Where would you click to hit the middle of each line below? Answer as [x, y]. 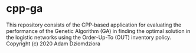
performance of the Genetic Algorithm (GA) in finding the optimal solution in [98, 31]
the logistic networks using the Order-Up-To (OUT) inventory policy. [89, 37]
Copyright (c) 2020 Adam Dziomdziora [53, 44]
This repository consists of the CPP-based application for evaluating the [94, 25]
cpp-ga [24, 9]
